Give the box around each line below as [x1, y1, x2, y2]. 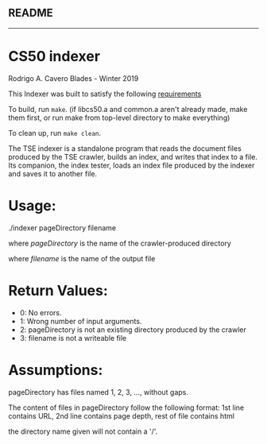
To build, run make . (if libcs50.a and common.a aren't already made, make [8, 104, 248, 114]
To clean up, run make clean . [8, 128, 102, 137]
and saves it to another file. [8, 168, 98, 178]
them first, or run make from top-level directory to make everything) [8, 113, 230, 122]
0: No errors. [19, 307, 62, 317]
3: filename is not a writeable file [19, 333, 127, 342]
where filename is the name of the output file [8, 253, 156, 263]
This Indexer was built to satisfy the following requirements [8, 89, 202, 98]
